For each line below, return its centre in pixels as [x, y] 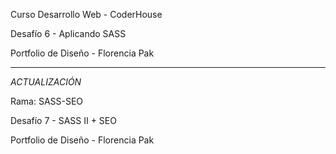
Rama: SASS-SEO [47, 101]
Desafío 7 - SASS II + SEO [63, 120]
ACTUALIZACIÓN [46, 82]
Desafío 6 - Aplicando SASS [68, 33]
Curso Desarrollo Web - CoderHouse [86, 14]
